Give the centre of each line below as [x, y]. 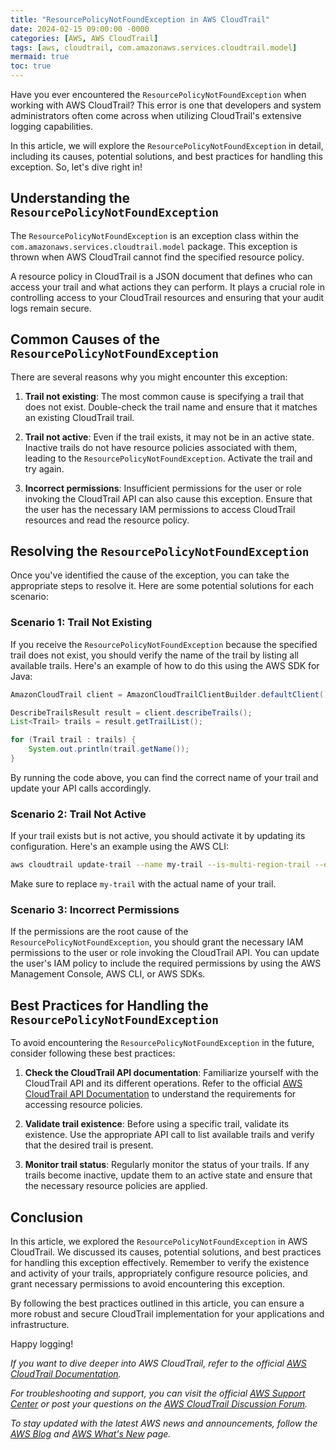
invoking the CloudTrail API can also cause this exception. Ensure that [168, 498]
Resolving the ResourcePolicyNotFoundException [160, 551]
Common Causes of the [85, 339]
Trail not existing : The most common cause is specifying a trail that [164, 396]
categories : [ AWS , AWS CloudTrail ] [84, 38]
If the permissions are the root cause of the [99, 932]
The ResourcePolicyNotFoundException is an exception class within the [154, 235]
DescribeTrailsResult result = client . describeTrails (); [131, 712]
